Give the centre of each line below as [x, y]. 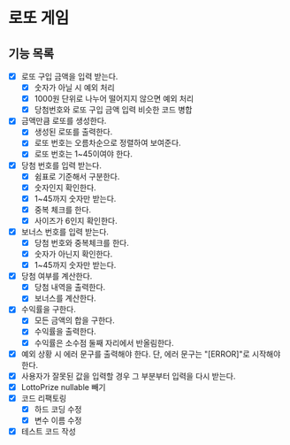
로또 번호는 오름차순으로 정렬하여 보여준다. [108, 143]
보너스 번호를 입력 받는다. [65, 232]
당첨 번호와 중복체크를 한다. [81, 242]
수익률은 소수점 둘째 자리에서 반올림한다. [104, 342]
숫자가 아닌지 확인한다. [73, 254]
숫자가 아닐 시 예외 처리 [75, 88]
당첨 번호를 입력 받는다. [61, 165]
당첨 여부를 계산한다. [57, 276]
